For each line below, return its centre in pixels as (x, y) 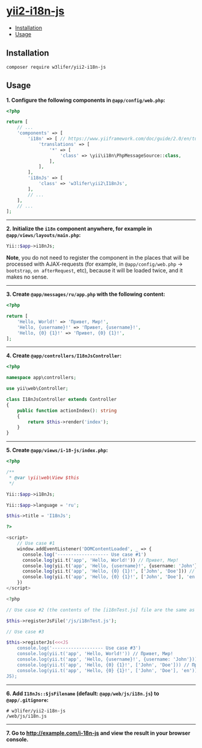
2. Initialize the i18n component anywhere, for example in (79, 229)
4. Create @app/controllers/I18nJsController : (64, 356)
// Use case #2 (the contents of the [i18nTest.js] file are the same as (101, 610)
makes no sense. (27, 277)
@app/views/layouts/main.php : (44, 235)
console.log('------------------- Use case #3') (79, 648)
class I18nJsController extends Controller (62, 400)
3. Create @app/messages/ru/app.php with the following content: (86, 294)
